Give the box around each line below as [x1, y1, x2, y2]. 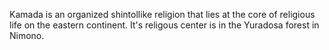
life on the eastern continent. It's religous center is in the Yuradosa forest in [9, 19, 320, 31]
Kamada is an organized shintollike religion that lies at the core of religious [9, 9, 316, 20]
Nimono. [9, 30, 45, 41]
